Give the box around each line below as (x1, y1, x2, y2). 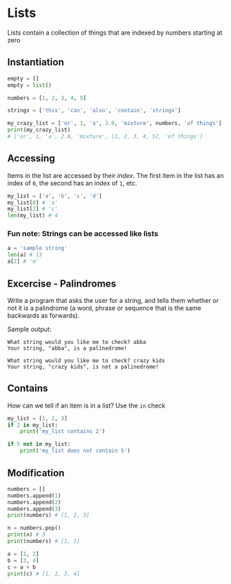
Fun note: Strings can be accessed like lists (7, 229, 158, 239)
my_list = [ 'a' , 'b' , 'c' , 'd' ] (7, 192, 102, 199)
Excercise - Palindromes (7, 278, 117, 290)
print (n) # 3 (7, 531, 46, 538)
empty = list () (7, 81, 52, 89)
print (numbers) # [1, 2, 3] (7, 512, 90, 519)
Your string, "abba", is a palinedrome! (7, 345, 128, 352)
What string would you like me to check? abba (7, 338, 146, 345)
